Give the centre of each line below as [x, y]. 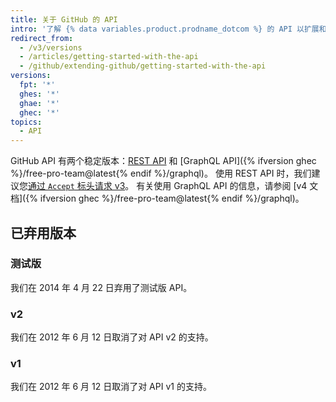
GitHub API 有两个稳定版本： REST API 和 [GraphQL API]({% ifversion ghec [163, 161]
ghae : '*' [39, 103]
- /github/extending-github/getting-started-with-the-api [143, 66]
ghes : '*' [39, 94]
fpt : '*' [37, 85]
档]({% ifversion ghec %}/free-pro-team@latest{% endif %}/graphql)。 [157, 198]
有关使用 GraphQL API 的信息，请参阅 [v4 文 [227, 186]
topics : [26, 122]
